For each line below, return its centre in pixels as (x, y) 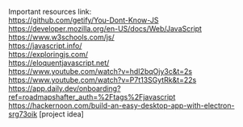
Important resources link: (50, 12)
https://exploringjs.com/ (48, 54)
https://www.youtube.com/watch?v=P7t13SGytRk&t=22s (103, 80)
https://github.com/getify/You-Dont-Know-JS (84, 20)
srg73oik (23, 114)
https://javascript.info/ (45, 46)
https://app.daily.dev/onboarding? (65, 88)
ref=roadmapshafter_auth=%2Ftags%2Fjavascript (92, 97)
